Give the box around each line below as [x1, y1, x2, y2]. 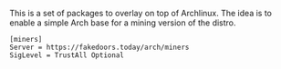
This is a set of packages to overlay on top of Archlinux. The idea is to [9, 8, 272, 18]
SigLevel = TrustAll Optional [9, 51, 125, 60]
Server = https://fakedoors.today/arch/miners [9, 43, 190, 52]
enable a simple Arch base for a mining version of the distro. [9, 17, 236, 28]
